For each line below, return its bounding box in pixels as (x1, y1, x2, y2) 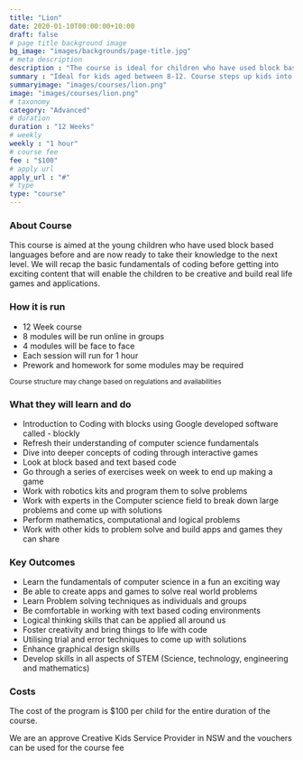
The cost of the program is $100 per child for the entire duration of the (9, 706, 271, 717)
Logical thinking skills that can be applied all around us (22, 615, 226, 626)
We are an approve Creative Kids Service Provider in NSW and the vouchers (9, 733, 293, 744)
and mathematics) (22, 663, 90, 673)
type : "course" (9, 190, 67, 199)
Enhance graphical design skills (22, 644, 141, 654)
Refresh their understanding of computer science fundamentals (22, 437, 260, 448)
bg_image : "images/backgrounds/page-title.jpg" (9, 47, 192, 56)
